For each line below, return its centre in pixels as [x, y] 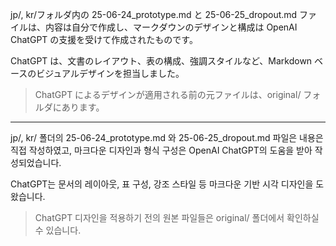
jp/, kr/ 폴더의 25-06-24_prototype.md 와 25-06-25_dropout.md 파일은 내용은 [167, 137]
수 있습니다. [58, 230]
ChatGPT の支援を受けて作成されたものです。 [104, 39]
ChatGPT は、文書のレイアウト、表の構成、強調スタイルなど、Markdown [161, 61]
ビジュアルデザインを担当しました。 [110, 73]
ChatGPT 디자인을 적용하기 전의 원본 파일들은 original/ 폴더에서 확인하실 [177, 217]
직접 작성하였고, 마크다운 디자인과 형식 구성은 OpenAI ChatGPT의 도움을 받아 [161, 150]
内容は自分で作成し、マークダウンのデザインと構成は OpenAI [171, 27]
